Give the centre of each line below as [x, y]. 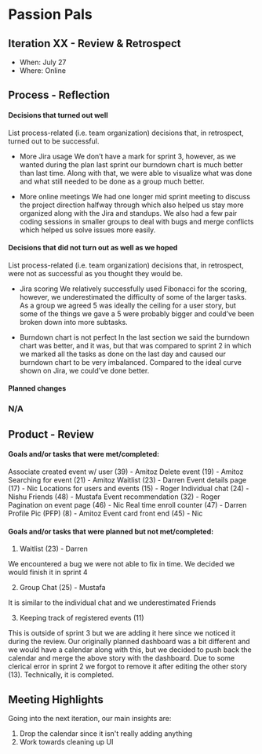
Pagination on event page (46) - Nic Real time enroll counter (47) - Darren [127, 504]
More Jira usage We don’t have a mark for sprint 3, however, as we [128, 156]
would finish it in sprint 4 [48, 572]
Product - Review [51, 434]
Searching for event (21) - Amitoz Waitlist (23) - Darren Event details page [127, 479]
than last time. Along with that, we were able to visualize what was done [136, 173]
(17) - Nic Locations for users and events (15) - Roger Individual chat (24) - [129, 488]
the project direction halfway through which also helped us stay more [132, 205]
